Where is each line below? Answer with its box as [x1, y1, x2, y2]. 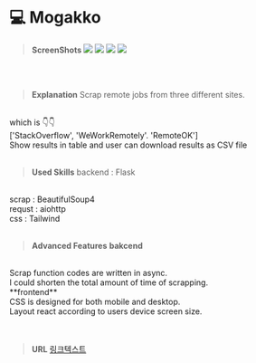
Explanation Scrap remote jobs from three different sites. [31, 89, 246, 100]
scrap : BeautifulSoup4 [9, 194, 95, 205]
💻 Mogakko [9, 7, 101, 28]
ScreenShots [31, 44, 82, 55]
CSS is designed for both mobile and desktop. [9, 296, 181, 307]
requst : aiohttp [9, 203, 66, 214]
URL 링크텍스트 [31, 343, 87, 354]
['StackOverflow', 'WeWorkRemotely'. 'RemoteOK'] [9, 129, 199, 140]
